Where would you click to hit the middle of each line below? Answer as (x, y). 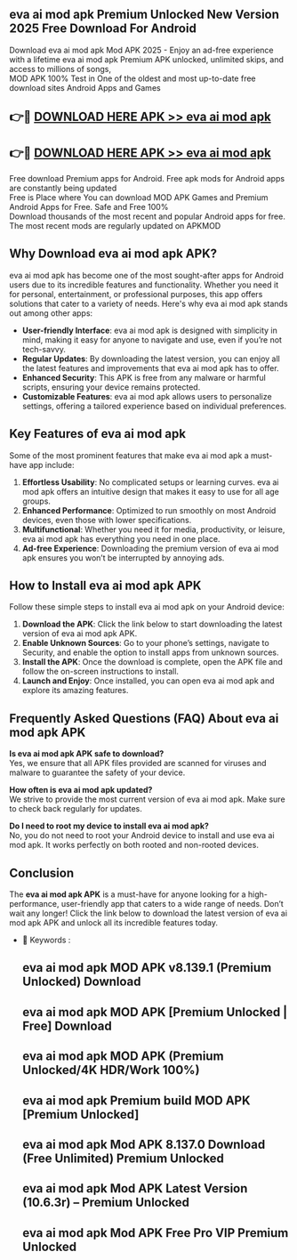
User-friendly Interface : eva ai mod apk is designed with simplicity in (149, 330)
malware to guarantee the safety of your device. (97, 772)
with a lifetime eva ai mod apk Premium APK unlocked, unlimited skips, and (147, 59)
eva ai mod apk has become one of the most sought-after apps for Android (147, 275)
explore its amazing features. (75, 691)
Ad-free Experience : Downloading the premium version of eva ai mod (150, 548)
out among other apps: (51, 313)
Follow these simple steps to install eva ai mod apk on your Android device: (147, 607)
